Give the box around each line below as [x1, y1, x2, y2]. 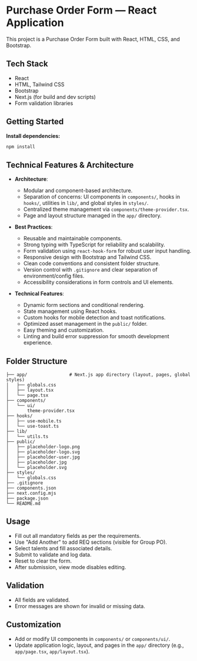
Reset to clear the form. [14, 557, 72, 564]
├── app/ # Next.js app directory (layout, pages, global [6, 372, 191, 378]
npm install [6, 144, 35, 150]
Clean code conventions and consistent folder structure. [23, 260, 161, 267]
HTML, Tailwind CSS [14, 81, 65, 88]
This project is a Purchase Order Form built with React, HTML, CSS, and [6, 35, 181, 42]
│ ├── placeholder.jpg [6, 460, 67, 465]
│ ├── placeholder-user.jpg [6, 454, 81, 460]
